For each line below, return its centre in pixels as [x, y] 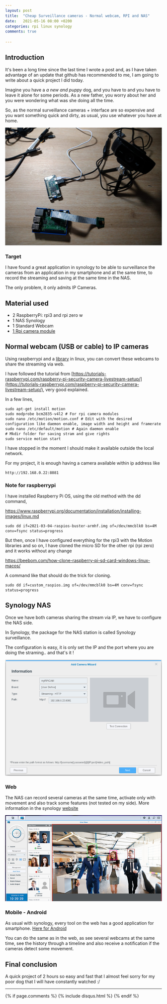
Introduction [25, 58]
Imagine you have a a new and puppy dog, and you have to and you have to [83, 90]
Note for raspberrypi [31, 485]
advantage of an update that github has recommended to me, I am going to [82, 75]
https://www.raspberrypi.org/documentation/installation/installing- [73, 511]
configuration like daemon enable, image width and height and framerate [83, 424]
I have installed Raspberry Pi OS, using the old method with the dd [73, 496]
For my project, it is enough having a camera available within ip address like [83, 463]
